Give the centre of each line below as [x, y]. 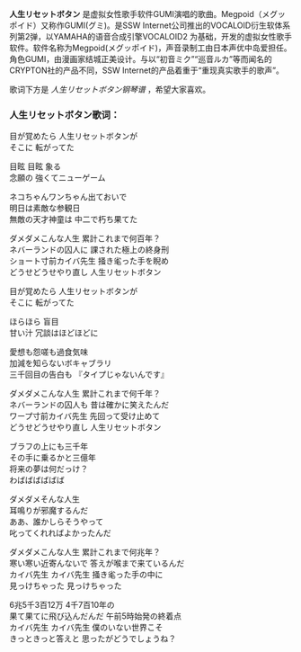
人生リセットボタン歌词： [65, 114]
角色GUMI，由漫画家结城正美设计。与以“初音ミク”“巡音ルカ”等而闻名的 [141, 59]
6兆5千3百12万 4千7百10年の [62, 605]
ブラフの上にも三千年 [49, 447]
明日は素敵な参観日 [45, 208]
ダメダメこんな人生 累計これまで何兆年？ [85, 552]
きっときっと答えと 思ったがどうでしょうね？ [93, 639]
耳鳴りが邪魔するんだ [49, 511]
